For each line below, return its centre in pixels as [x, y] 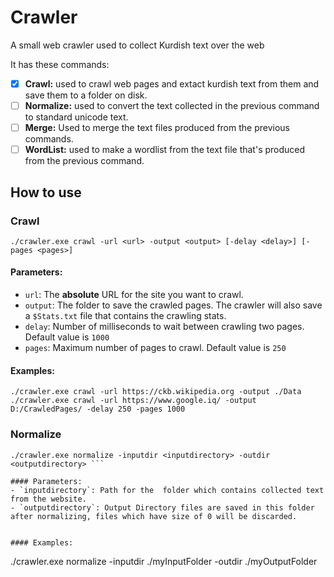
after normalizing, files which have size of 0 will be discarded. [154, 516]
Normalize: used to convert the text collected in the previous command [172, 105]
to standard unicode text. [76, 117]
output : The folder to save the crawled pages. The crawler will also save [173, 305]
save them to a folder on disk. [86, 95]
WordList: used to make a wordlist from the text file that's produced [165, 150]
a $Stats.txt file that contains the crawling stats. [125, 316]
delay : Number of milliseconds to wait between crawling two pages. [164, 327]
